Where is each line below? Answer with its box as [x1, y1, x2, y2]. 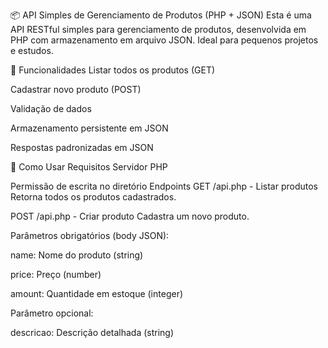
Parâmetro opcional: [10, 307, 94, 319]
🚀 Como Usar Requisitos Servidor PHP [10, 161, 168, 173]
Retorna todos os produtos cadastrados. [10, 191, 177, 203]
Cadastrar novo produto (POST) [10, 84, 142, 95]
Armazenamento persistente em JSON [10, 122, 169, 134]
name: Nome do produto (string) [10, 249, 144, 261]
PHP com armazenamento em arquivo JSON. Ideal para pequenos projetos [10, 34, 319, 46]
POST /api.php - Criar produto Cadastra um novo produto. [10, 210, 250, 222]
